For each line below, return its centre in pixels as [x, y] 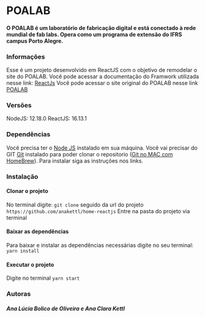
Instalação [22, 177]
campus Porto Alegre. [35, 41]
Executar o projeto [30, 264]
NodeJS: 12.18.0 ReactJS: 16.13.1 [47, 118]
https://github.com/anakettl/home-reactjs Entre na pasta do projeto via [98, 211]
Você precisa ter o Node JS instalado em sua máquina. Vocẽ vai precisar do [102, 148]
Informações [26, 57]
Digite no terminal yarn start [43, 278]
